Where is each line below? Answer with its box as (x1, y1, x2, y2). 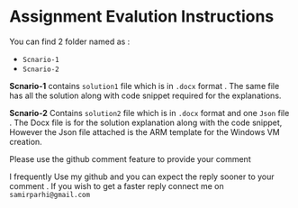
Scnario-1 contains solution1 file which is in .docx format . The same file (9, 80, 280, 91)
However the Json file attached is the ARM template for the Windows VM (9, 126, 281, 137)
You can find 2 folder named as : (9, 36, 131, 47)
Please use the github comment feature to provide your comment (9, 153, 251, 164)
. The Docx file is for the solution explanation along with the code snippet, (9, 117, 283, 128)
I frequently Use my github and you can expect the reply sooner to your (9, 171, 275, 182)
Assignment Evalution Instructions (9, 6, 275, 27)
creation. (9, 136, 42, 147)
